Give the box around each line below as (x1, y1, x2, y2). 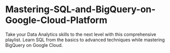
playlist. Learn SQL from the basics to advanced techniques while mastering (5, 37, 165, 43)
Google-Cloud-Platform (5, 14, 108, 26)
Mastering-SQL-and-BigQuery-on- (5, 4, 156, 15)
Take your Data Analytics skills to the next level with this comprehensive (5, 31, 156, 37)
